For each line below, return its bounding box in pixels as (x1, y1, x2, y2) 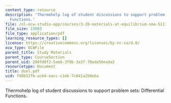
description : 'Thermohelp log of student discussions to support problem (5, 12, 165, 17)
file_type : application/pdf (5, 31, 65, 36)
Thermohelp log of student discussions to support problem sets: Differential (5, 87, 164, 93)
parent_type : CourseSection (5, 54, 65, 60)
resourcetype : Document (5, 64, 56, 69)
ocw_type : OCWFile (5, 45, 44, 50)
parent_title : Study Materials (5, 50, 72, 55)
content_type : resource (5, 7, 56, 13)
